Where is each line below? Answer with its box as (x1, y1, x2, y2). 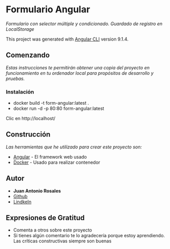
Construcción (6, 130, 51, 139)
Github (13, 193, 28, 199)
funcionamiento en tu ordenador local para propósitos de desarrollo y (6, 70, 154, 76)
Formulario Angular (6, 4, 90, 15)
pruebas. (6, 75, 25, 82)
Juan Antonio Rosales (13, 187, 61, 194)
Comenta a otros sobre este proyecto (13, 227, 93, 233)
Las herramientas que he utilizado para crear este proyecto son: (6, 144, 142, 150)
